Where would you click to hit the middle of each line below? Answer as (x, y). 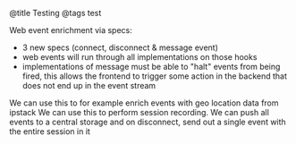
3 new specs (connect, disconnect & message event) (120, 47)
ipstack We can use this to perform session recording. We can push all (140, 112)
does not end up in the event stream (89, 85)
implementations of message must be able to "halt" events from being (151, 67)
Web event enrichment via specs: (71, 30)
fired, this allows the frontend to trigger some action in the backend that (155, 76)
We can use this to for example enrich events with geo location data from (144, 103)
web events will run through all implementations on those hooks (140, 57)
